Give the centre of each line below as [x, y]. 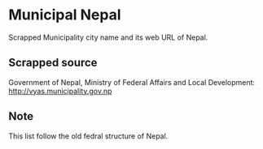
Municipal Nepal [65, 15]
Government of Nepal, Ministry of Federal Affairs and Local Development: [131, 82]
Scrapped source [53, 63]
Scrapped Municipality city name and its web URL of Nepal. [108, 37]
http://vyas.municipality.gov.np [60, 91]
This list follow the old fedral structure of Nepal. [88, 136]
